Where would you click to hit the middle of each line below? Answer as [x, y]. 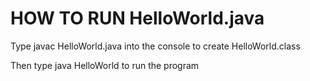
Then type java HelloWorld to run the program [105, 65]
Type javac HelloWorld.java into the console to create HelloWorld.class [155, 46]
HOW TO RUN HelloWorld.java [137, 18]
